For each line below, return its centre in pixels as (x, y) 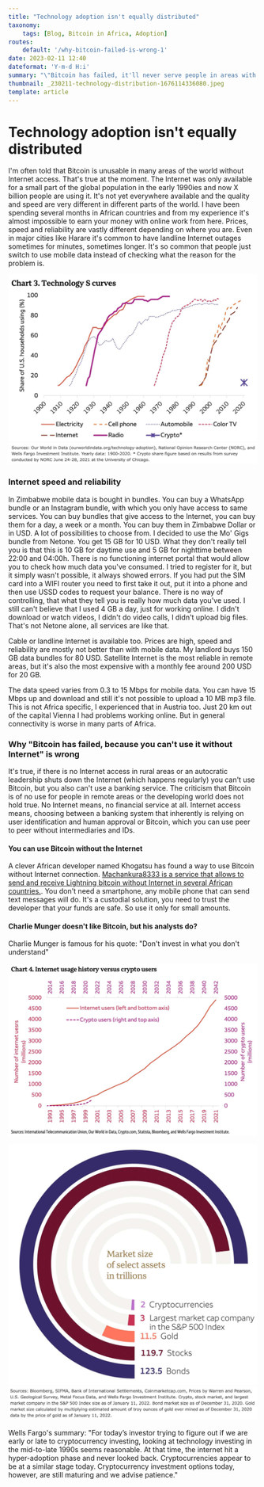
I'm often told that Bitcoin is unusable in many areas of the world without (126, 171)
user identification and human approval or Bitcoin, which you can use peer (129, 822)
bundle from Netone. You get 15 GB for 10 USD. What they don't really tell (127, 541)
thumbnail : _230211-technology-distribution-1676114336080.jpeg (116, 83)
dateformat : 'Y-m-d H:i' (49, 67)
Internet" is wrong (44, 754)
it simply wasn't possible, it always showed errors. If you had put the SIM (127, 575)
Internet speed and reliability (65, 482)
